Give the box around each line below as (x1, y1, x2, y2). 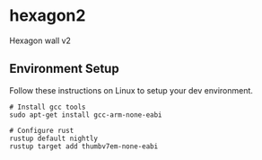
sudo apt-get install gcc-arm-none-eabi (9, 110, 163, 120)
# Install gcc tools (9, 102, 87, 111)
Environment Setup (9, 61, 119, 76)
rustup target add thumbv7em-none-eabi (9, 141, 159, 151)
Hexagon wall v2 (9, 35, 72, 46)
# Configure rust (9, 126, 74, 135)
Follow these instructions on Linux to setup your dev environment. (9, 84, 254, 95)
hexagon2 (9, 5, 86, 26)
